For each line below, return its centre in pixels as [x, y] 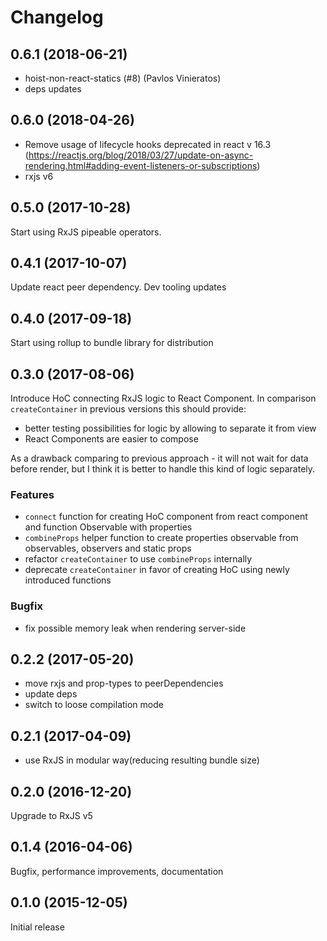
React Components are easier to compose [111, 439]
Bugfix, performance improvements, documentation [117, 871]
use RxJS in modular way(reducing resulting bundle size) [142, 760]
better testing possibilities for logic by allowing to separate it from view [170, 428]
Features [32, 494]
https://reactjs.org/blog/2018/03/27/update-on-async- [141, 155]
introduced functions [68, 580]
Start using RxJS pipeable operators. [86, 232]
